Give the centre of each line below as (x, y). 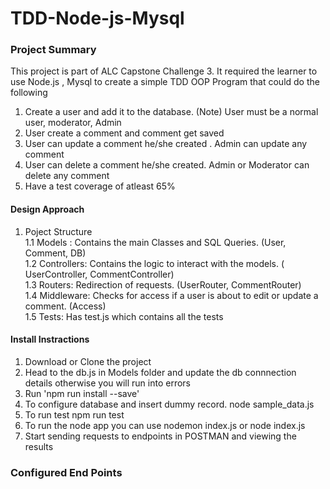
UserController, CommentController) (99, 274)
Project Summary (53, 50)
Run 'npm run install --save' (82, 393)
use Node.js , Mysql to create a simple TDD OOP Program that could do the (165, 82)
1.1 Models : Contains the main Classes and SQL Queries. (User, (155, 242)
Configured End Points (66, 472)
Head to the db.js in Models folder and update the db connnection (160, 372)
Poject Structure (58, 231)
